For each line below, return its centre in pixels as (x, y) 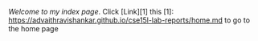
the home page (33, 29)
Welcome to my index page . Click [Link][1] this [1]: (91, 12)
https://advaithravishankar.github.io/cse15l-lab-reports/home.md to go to (129, 20)
